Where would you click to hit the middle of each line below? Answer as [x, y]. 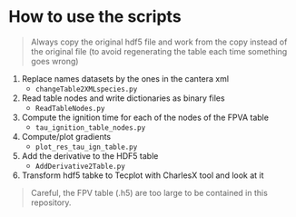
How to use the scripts [95, 17]
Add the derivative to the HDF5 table [90, 155]
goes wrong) [54, 61]
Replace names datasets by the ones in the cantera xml [125, 78]
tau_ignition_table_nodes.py [90, 128]
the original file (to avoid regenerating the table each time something [159, 51]
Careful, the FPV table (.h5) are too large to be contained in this [149, 192]
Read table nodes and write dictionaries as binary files [123, 98]
